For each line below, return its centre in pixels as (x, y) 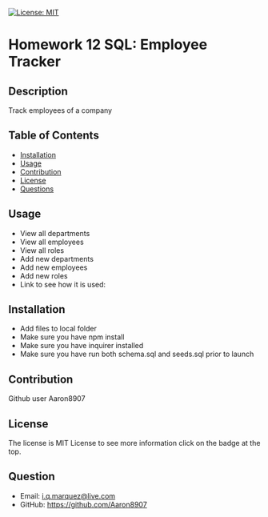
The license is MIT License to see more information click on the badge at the (134, 443)
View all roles (42, 250)
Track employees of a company (60, 110)
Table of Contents (54, 136)
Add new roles (44, 275)
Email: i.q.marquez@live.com (68, 495)
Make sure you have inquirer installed (82, 346)
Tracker (35, 62)
